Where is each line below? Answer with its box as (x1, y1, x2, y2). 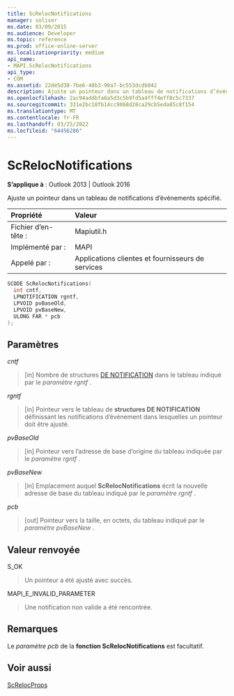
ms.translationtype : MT (7, 108, 77, 115)
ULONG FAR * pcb (13, 312, 61, 320)
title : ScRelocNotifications (7, 10, 92, 17)
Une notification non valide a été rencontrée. (24, 603, 153, 611)
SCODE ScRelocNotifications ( (7, 280, 92, 287)
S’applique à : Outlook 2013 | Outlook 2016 (7, 180, 131, 189)
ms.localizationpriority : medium (7, 50, 104, 57)
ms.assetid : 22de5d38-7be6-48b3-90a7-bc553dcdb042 (7, 82, 157, 89)
